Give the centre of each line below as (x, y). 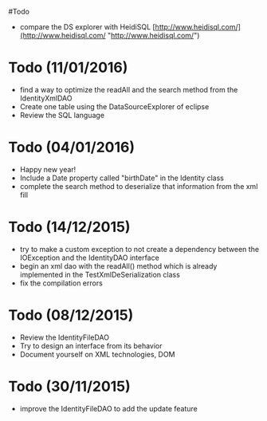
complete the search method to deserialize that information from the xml (139, 186)
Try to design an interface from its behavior (91, 345)
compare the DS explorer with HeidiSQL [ (87, 27)
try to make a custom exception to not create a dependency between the (139, 249)
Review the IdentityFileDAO (65, 337)
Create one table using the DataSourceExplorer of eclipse (114, 106)
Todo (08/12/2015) (71, 315)
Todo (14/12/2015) (69, 227)
